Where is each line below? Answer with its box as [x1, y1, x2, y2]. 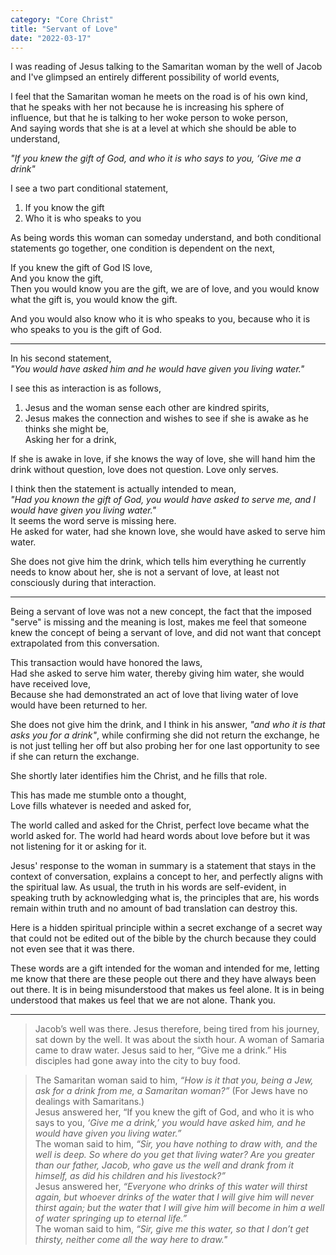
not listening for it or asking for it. [10, 841, 147, 853]
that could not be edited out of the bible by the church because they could [10, 932, 317, 945]
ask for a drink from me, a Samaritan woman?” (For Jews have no [34, 1085, 308, 1097]
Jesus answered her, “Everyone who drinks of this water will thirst [34, 1181, 308, 1193]
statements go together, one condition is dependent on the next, [10, 242, 276, 255]
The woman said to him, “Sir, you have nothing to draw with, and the [34, 1138, 318, 1150]
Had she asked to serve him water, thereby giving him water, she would [10, 667, 305, 680]
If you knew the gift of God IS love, [10, 262, 153, 274]
